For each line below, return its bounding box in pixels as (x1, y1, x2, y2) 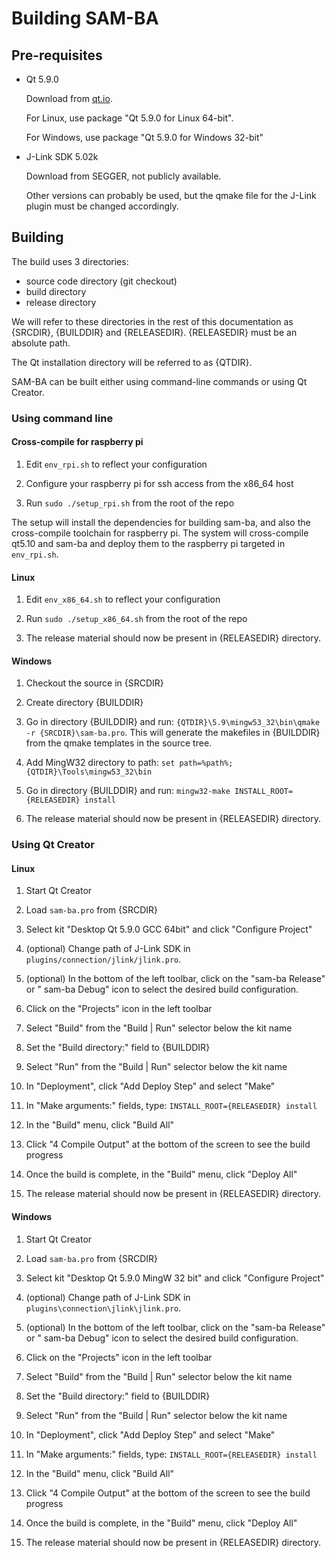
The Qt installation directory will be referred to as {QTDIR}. (11, 356, 253, 368)
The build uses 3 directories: (11, 255, 129, 267)
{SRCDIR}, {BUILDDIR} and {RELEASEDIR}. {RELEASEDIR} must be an (11, 326, 298, 338)
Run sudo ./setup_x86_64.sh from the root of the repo (25, 613, 248, 625)
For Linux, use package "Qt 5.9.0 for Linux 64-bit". (25, 112, 234, 124)
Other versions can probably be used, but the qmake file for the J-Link (25, 190, 317, 201)
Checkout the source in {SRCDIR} (25, 677, 164, 689)
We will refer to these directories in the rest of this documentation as (11, 315, 294, 327)
